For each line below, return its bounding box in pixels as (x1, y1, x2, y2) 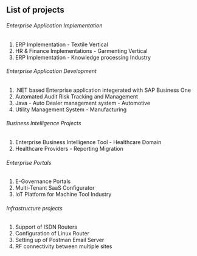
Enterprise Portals (6, 159, 52, 166)
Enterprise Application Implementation (6, 21, 103, 29)
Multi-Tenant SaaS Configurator (15, 184, 95, 192)
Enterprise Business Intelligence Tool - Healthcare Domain (15, 139, 162, 145)
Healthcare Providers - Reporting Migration (15, 145, 123, 152)
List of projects (6, 5, 65, 15)
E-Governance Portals (15, 178, 71, 185)
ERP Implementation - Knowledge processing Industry (15, 54, 151, 61)
